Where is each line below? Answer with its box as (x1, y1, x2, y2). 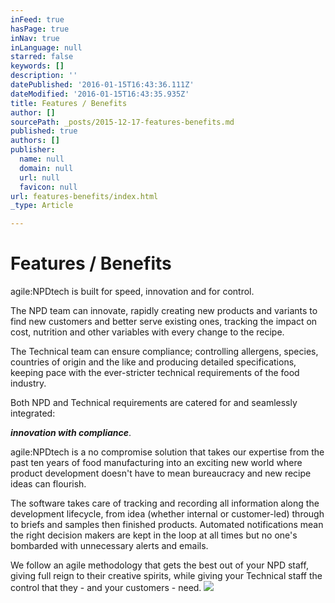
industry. (10, 377, 47, 390)
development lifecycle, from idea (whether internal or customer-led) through (10, 508, 325, 520)
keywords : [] (10, 61, 65, 71)
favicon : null (19, 182, 78, 192)
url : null (19, 172, 60, 183)
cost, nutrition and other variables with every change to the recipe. (10, 326, 285, 338)
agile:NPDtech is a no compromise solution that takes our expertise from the (10, 446, 325, 458)
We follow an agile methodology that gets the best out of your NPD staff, (10, 559, 309, 571)
